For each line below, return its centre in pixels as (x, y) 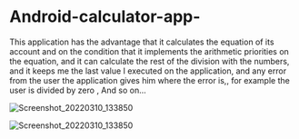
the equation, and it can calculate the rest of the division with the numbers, (149, 61)
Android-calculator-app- (105, 17)
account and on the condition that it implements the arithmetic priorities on (149, 51)
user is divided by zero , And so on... (78, 90)
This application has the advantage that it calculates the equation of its (142, 42)
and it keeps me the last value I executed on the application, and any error (148, 71)
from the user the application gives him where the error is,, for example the (150, 80)
